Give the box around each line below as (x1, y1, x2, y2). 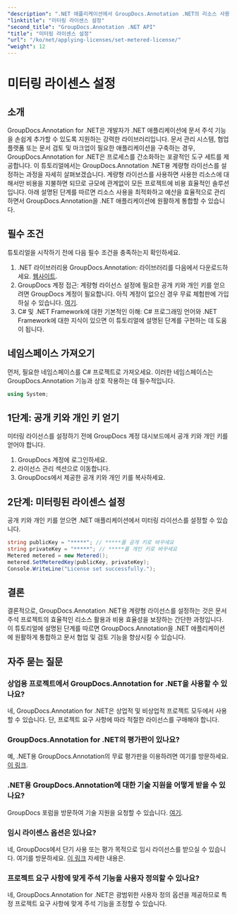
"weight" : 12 (7, 43, 46, 50)
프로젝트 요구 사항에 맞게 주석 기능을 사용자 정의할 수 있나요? (7, 873, 200, 883)
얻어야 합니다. (7, 440, 46, 449)
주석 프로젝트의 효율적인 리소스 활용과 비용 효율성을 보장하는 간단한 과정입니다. (7, 615, 224, 624)
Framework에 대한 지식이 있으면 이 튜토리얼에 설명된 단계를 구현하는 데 (17, 315, 214, 325)
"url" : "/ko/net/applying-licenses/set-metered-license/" (7, 37, 181, 44)
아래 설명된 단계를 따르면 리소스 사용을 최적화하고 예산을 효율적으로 (28, 188, 213, 196)
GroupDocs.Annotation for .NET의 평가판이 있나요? (7, 735, 180, 745)
